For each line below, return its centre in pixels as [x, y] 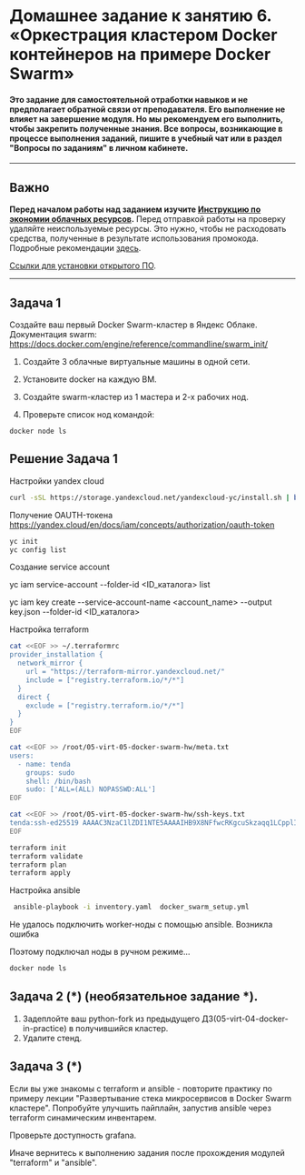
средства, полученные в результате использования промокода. [134, 238]
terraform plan [38, 865]
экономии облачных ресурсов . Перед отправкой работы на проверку [148, 219]
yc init [24, 541]
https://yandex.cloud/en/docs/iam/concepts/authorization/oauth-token [142, 525]
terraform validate [46, 856]
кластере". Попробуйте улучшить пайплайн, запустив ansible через [141, 1108]
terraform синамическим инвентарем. [83, 1117]
